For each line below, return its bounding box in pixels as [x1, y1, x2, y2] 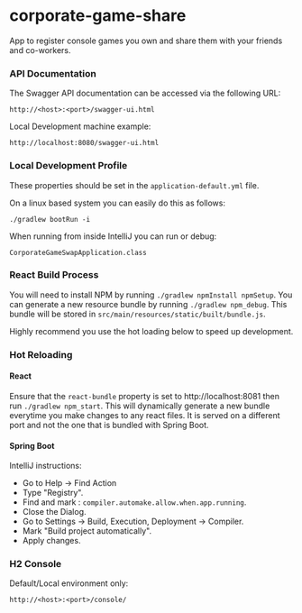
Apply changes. [22, 535, 81, 546]
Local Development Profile [9, 160, 128, 172]
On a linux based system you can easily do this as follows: [9, 197, 225, 208]
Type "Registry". [22, 488, 84, 499]
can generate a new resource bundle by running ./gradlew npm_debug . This [9, 298, 288, 309]
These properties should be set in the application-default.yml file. [9, 179, 260, 190]
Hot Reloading [9, 348, 73, 361]
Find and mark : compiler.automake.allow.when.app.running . [22, 497, 247, 508]
